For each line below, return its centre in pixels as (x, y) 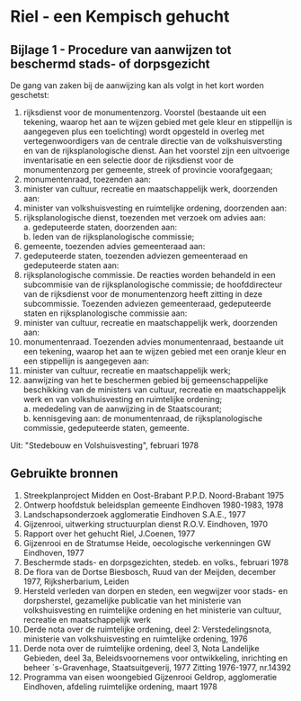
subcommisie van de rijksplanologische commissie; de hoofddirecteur (153, 284)
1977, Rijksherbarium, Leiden (76, 581)
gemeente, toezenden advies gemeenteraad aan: (114, 246)
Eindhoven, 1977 (53, 553)
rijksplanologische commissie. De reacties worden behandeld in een (150, 275)
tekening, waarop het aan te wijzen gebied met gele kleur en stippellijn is (158, 122)
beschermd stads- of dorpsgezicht (110, 63)
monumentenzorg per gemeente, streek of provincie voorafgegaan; (148, 170)
